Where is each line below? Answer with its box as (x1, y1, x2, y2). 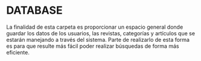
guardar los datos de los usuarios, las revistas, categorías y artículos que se (6, 29, 195, 36)
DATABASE (6, 4, 63, 17)
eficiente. (6, 48, 30, 56)
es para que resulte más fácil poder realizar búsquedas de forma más (6, 42, 179, 50)
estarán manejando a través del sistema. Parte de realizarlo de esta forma (6, 36, 190, 43)
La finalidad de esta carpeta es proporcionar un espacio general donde (6, 23, 183, 30)
